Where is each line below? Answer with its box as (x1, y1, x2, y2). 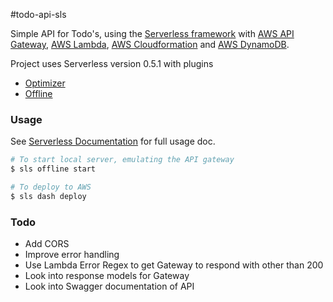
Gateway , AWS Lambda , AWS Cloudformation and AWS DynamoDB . (10, 39, 290, 50)
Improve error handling (24, 249, 120, 261)
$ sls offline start (10, 164, 97, 174)
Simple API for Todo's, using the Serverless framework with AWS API (10, 28, 295, 39)
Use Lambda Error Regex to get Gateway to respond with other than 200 (24, 259, 324, 271)
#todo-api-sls (10, 9, 67, 20)
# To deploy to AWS (10, 182, 92, 193)
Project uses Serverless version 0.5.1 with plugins (10, 58, 214, 69)
